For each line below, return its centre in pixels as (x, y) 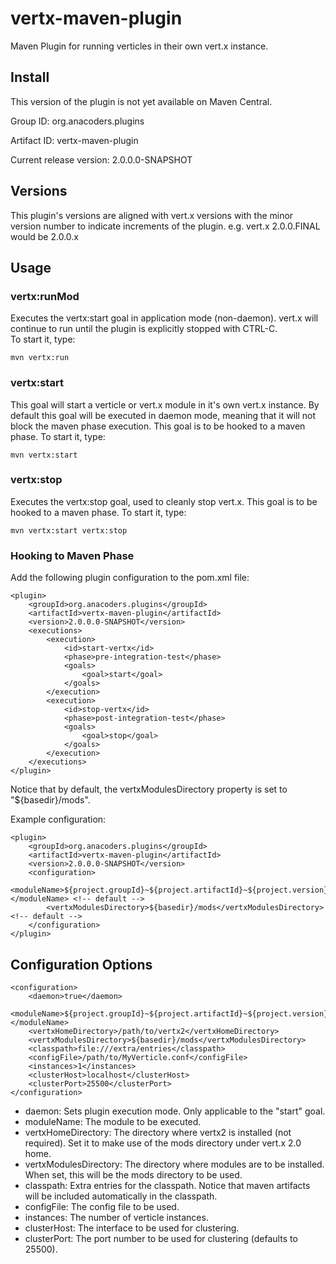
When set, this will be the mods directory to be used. (133, 1174)
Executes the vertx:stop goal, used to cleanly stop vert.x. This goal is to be (164, 501)
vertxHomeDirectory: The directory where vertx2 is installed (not (158, 1132)
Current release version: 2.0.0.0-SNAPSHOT (101, 159)
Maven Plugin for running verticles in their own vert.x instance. (139, 46)
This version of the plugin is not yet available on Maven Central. (141, 101)
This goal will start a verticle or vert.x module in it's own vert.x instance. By (165, 404)
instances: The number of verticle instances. (116, 1217)
